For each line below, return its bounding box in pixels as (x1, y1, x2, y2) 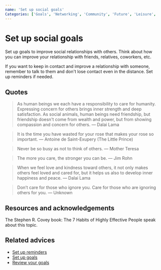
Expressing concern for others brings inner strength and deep (17, 106, 142, 112)
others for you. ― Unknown (17, 190, 73, 196)
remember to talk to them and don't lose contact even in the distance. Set (5, 69, 153, 75)
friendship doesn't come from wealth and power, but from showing (17, 117, 152, 123)
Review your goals (12, 259, 50, 265)
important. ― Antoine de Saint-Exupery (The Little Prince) (17, 136, 133, 142)
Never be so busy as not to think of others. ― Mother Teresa (17, 146, 139, 152)
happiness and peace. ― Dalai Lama (17, 175, 91, 181)
